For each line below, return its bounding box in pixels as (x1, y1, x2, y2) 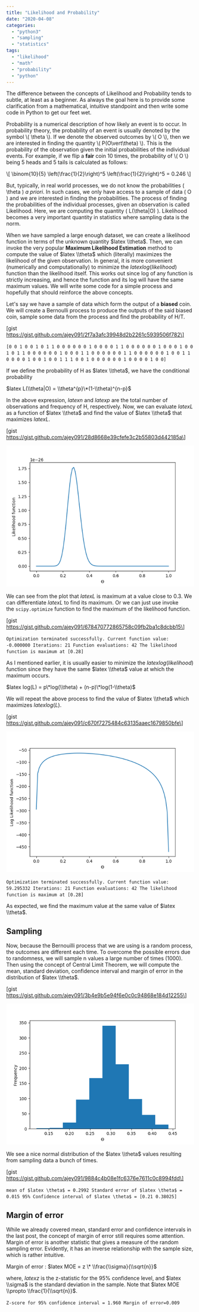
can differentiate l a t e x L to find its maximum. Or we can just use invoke (6, 599, 179, 606)
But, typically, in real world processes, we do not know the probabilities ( (6, 182, 185, 189)
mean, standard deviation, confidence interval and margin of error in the (6, 967, 184, 975)
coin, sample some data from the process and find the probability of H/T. (6, 313, 185, 320)
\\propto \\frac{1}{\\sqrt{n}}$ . (6, 1287, 77, 1295)
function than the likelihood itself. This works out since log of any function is (6, 270, 194, 277)
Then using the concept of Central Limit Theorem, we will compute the (6, 961, 180, 968)
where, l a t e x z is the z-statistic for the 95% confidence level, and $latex (6, 1275, 182, 1282)
